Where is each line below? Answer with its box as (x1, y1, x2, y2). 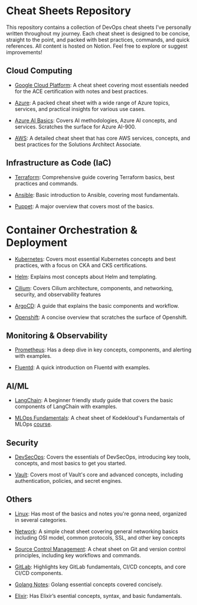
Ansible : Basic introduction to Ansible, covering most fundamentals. (14, 191, 180, 198)
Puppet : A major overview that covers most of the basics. (14, 202, 155, 210)
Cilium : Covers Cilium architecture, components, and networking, (14, 284, 173, 291)
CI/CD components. (14, 569, 63, 576)
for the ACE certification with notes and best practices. (14, 87, 149, 95)
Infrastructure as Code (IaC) (6, 158, 112, 168)
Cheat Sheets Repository (6, 4, 132, 18)
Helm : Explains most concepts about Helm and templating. (14, 273, 157, 280)
